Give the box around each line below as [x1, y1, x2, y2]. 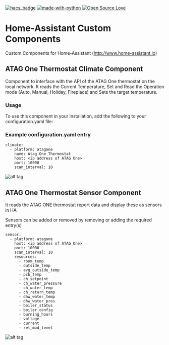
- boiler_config [18, 308, 53, 313]
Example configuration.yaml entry [5, 131, 91, 138]
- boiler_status [18, 303, 53, 309]
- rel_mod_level [18, 325, 53, 330]
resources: [14, 254, 37, 259]
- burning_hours [18, 312, 53, 317]
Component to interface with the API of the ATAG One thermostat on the [5, 78, 155, 84]
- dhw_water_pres [18, 299, 55, 304]
